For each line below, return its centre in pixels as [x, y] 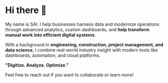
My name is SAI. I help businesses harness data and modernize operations [82, 24]
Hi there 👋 [26, 10]
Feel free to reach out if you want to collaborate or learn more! [69, 74]
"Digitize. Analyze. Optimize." [37, 65]
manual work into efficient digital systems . [51, 35]
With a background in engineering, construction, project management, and [84, 44]
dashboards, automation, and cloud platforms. [53, 55]
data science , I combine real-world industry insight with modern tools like [81, 50]
